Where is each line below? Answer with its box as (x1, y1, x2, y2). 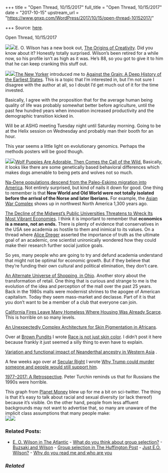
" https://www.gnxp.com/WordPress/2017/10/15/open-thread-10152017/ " (5, 15, 154, 21)
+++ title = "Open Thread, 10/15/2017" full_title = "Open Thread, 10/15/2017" (5, 5, 162, 10)
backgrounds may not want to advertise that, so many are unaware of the (5, 405, 157, 411)
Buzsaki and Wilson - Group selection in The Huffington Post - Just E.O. (12, 444, 161, 450)
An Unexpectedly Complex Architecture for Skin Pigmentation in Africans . (5, 324, 157, 330)
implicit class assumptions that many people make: (5, 410, 110, 416)
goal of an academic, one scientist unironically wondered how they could (5, 237, 156, 243)
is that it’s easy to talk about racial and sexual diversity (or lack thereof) (5, 394, 152, 400)
